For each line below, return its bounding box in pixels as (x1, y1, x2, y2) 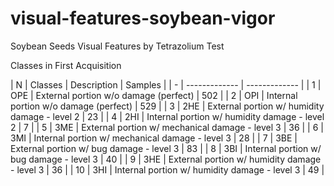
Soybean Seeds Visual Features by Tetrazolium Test (10, 40, 225, 52)
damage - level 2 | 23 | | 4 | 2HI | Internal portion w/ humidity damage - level (10, 110, 325, 122)
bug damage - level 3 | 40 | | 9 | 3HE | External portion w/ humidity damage (10, 153, 322, 165)
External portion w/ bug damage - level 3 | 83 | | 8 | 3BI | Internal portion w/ (10, 142, 322, 154)
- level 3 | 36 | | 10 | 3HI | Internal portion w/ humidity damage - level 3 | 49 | (10, 163, 325, 176)
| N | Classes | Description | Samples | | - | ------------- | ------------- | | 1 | (10, 78, 322, 91)
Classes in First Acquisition (10, 59, 122, 71)
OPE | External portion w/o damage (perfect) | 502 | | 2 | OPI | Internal (10, 89, 298, 101)
